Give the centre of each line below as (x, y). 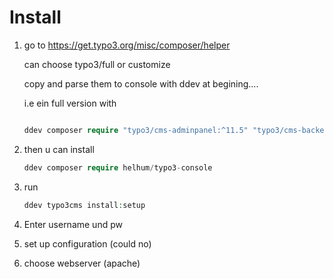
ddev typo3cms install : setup (84, 205)
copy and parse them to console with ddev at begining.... (141, 83)
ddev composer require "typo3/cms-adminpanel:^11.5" (136, 130)
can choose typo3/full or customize (97, 64)
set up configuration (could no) (87, 243)
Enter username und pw (73, 224)
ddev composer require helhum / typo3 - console (118, 167)
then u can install (59, 149)
